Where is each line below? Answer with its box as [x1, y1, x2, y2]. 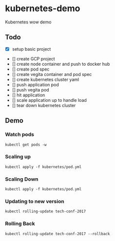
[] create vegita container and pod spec [12, 71, 92, 77]
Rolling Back [5, 220, 35, 227]
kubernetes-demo [5, 3, 80, 14]
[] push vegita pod [12, 87, 50, 93]
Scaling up [5, 153, 31, 160]
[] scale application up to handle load [12, 97, 87, 103]
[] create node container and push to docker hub [12, 61, 110, 67]
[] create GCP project [12, 56, 55, 61]
